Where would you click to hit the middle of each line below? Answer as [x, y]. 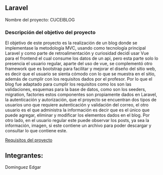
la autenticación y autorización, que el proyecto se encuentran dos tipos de [81, 100]
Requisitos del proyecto [29, 140]
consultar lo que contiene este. [36, 131]
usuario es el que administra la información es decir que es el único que [77, 110]
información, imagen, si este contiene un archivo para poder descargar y [78, 125]
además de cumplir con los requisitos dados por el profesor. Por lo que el [79, 79]
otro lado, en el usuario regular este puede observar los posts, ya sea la [77, 121]
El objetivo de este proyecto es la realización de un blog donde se [71, 43]
